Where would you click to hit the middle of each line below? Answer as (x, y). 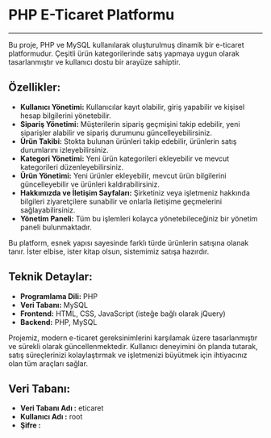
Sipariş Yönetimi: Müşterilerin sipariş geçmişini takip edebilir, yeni (130, 124)
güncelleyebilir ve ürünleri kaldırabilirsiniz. (90, 184)
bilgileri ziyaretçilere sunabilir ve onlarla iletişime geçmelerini (121, 201)
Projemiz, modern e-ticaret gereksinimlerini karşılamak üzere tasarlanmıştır (133, 338)
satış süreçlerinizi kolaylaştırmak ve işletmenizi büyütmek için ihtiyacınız (128, 355)
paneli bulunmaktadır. (56, 227)
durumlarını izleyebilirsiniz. (64, 150)
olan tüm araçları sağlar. (48, 363)
